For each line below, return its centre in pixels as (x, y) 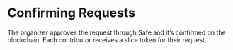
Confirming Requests (72, 13)
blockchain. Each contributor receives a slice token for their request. (107, 39)
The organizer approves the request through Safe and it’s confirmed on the (117, 32)
